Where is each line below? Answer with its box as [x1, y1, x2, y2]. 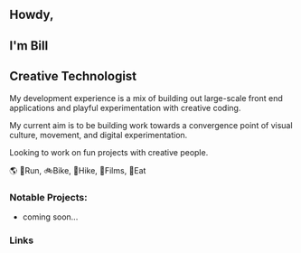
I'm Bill [9, 38, 49, 53]
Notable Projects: [9, 191, 88, 203]
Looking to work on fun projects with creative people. [9, 146, 209, 157]
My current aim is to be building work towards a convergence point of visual [9, 119, 293, 130]
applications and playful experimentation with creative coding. [9, 102, 241, 113]
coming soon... [22, 211, 79, 222]
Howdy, [9, 7, 54, 23]
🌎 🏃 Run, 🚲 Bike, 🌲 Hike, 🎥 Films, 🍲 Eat [9, 164, 146, 175]
